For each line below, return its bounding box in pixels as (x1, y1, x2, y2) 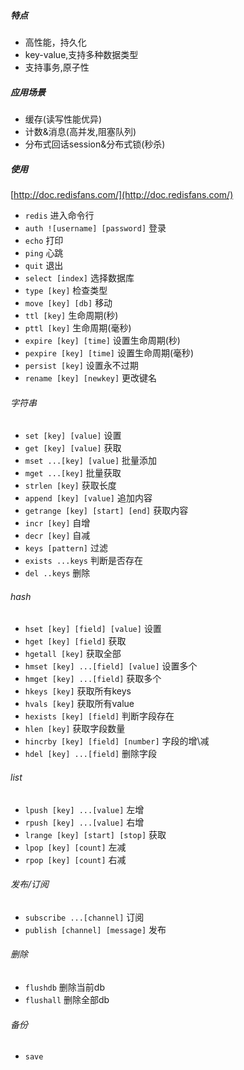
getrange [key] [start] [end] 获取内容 (24, 505, 189, 517)
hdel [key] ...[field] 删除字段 (24, 748, 158, 760)
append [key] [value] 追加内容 (24, 492, 153, 504)
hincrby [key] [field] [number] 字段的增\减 (24, 735, 210, 747)
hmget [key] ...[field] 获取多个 (24, 673, 162, 685)
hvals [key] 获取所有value (24, 698, 135, 710)
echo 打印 (24, 234, 64, 246)
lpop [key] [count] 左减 (24, 841, 127, 853)
